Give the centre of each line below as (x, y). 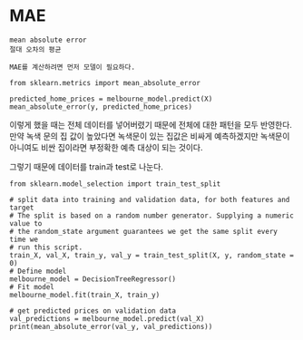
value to (26, 223)
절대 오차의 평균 (35, 49)
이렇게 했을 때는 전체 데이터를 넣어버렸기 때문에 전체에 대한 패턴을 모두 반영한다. (151, 124)
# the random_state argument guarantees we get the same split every (144, 231)
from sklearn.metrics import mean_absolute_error (105, 83)
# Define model (38, 271)
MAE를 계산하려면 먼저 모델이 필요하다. (73, 67)
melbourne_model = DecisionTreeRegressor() (93, 279)
